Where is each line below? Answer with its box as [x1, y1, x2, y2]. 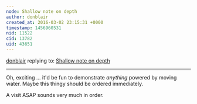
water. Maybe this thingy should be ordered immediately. [6, 80, 144, 87]
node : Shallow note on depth [6, 8, 77, 15]
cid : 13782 [6, 36, 33, 41]
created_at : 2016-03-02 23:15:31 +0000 [6, 19, 104, 25]
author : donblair [6, 14, 49, 20]
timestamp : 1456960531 [6, 25, 62, 31]
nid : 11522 [6, 30, 33, 36]
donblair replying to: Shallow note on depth [6, 57, 110, 64]
